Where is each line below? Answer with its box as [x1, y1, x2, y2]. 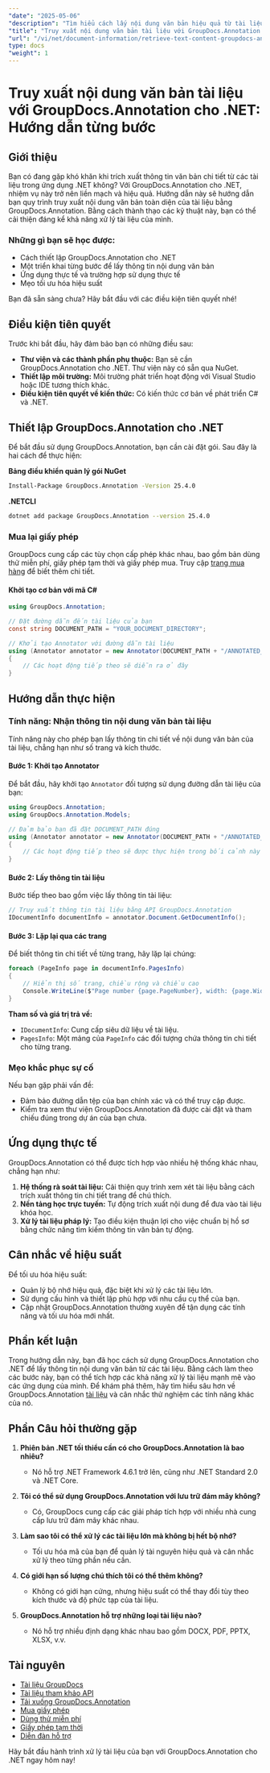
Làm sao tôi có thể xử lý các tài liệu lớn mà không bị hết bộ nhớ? [19, 1531, 237, 1541]
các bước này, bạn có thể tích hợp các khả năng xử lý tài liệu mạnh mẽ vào [8, 1372, 256, 1382]
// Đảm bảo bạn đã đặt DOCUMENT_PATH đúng [8, 825, 160, 833]
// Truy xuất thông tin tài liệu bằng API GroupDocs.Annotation [8, 906, 231, 915]
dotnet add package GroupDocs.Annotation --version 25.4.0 [8, 512, 211, 520]
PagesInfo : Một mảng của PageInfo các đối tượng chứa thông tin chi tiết [19, 1033, 257, 1043]
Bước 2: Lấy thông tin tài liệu [8, 872, 105, 882]
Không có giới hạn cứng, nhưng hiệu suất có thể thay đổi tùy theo [31, 1587, 249, 1597]
